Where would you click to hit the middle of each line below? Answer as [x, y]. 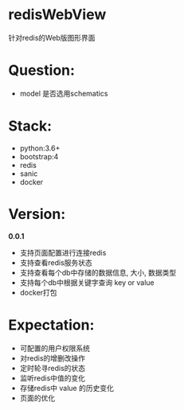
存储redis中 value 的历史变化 [67, 388]
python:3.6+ [40, 148]
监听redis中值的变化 [53, 378]
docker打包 [38, 292]
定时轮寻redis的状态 [53, 368]
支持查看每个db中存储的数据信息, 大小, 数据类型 [98, 272]
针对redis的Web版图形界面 [52, 37]
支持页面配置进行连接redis [63, 252]
